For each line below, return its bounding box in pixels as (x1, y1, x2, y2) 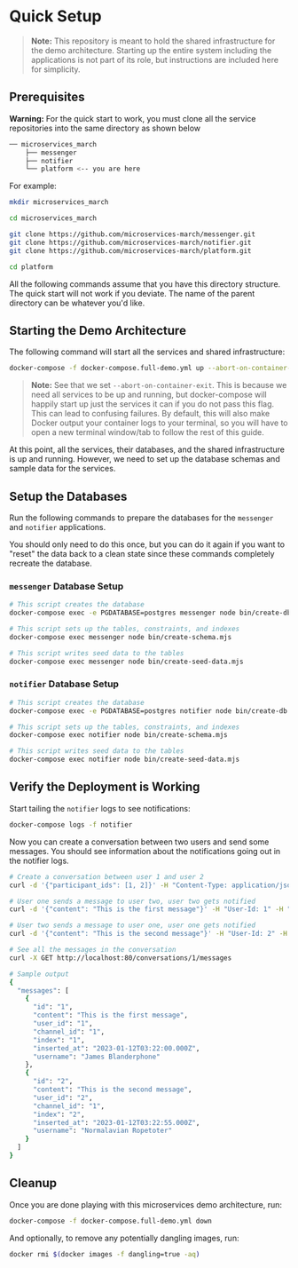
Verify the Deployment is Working (9, 780, 200, 795)
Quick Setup (9, 6, 102, 27)
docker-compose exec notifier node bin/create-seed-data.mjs (9, 755, 240, 765)
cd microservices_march (9, 214, 98, 223)
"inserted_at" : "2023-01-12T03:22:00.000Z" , (32, 1043, 200, 1053)
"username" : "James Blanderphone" (32, 1052, 161, 1061)
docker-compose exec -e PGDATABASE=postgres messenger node (9, 608, 237, 618)
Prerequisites (9, 90, 85, 105)
